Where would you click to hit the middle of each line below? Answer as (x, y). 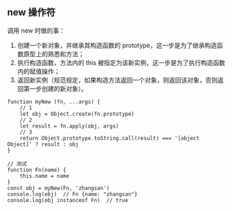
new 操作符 (32, 12)
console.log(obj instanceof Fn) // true (68, 200)
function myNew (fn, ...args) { (54, 102)
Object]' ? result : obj (43, 144)
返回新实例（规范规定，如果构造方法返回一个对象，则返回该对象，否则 (117, 80)
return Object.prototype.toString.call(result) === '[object (109, 138)
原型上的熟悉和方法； (54, 53)
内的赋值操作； (38, 71)
